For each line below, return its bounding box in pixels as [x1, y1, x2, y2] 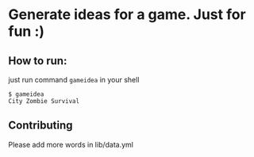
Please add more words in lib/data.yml [8, 140, 133, 149]
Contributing [8, 119, 73, 132]
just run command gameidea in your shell [8, 75, 140, 84]
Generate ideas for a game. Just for [8, 6, 246, 24]
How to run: [8, 54, 67, 67]
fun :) [8, 22, 45, 40]
